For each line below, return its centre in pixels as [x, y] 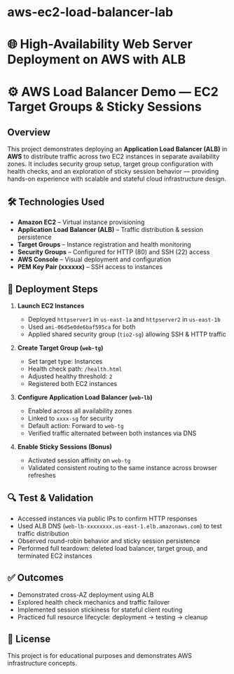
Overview [29, 132]
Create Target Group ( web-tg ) [60, 348]
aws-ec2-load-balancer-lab [90, 12]
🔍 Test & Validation [50, 498]
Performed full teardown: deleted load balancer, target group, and [112, 548]
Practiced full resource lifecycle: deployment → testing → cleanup [112, 617]
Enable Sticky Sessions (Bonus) [64, 447]
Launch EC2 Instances [51, 306]
